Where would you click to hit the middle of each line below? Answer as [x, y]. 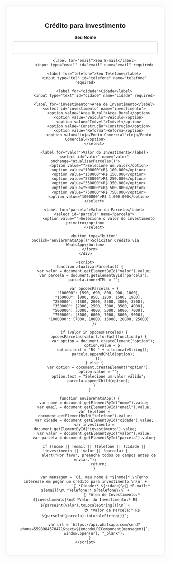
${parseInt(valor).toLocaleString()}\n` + [85, 505]
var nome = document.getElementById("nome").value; [95, 403]
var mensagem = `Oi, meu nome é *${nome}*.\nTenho [94, 477]
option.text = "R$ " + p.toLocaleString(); [103, 350]
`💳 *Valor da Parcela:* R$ [111, 510]
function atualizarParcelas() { [90, 266]
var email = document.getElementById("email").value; [94, 407]
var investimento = [94, 424]
